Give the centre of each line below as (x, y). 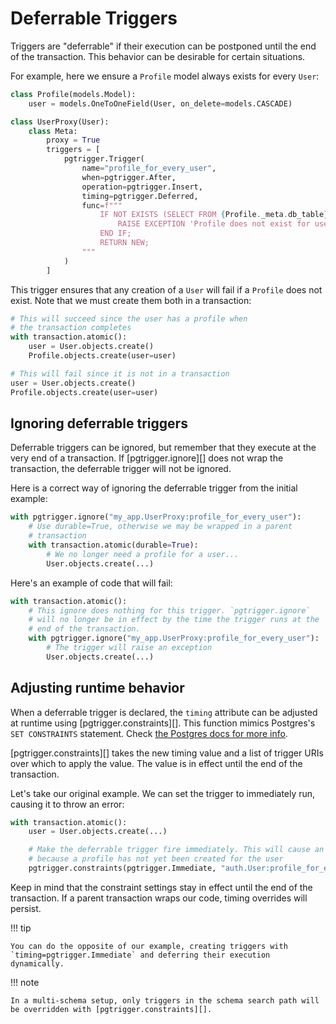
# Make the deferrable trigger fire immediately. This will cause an (176, 850)
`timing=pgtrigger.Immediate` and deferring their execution (140, 955)
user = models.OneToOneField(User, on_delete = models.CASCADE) (160, 103)
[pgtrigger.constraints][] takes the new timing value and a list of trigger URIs (167, 753)
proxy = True (73, 140)
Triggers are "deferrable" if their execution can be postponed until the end (163, 46)
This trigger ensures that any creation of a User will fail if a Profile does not (166, 289)
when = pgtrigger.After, (129, 177)
